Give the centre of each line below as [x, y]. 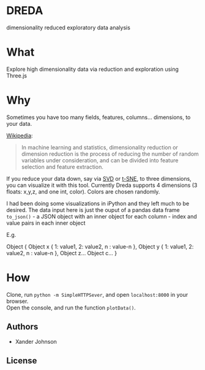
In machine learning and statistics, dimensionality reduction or [100, 147]
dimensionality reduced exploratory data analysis [68, 27]
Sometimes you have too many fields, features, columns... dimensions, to [99, 117]
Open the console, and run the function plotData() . [71, 307]
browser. [17, 301]
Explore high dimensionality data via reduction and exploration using [93, 69]
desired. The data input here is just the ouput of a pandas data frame [93, 210]
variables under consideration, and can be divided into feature [100, 160]
